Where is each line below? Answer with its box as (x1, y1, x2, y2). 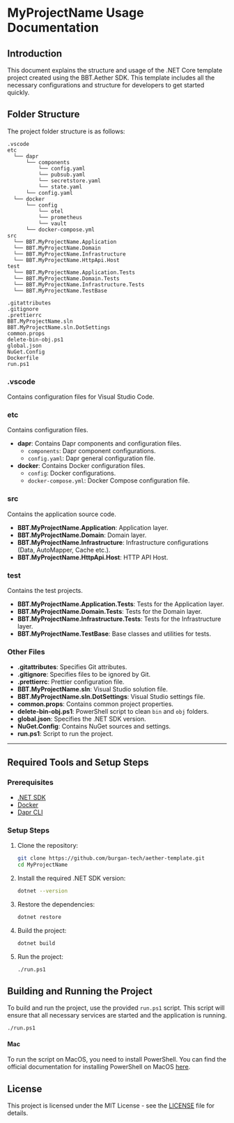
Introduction (7, 47, 63, 59)
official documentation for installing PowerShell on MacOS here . (7, 1063, 191, 1071)
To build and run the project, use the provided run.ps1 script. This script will (7, 1004, 225, 1012)
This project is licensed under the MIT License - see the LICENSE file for (7, 1101, 214, 1110)
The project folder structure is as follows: (7, 127, 125, 135)
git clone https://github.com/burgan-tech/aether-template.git (17, 855, 205, 862)
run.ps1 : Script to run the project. (17, 730, 114, 738)
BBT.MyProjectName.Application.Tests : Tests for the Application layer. (17, 600, 224, 608)
